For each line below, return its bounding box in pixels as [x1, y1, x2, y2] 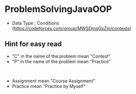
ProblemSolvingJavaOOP [4, 3, 112, 15]
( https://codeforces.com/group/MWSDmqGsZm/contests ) [11, 25, 131, 31]
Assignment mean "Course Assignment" [11, 77, 95, 83]
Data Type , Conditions [11, 20, 59, 26]
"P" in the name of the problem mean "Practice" [11, 58, 111, 64]
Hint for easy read [4, 40, 62, 48]
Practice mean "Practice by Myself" [11, 83, 86, 89]
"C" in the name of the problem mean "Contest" [11, 53, 111, 59]
